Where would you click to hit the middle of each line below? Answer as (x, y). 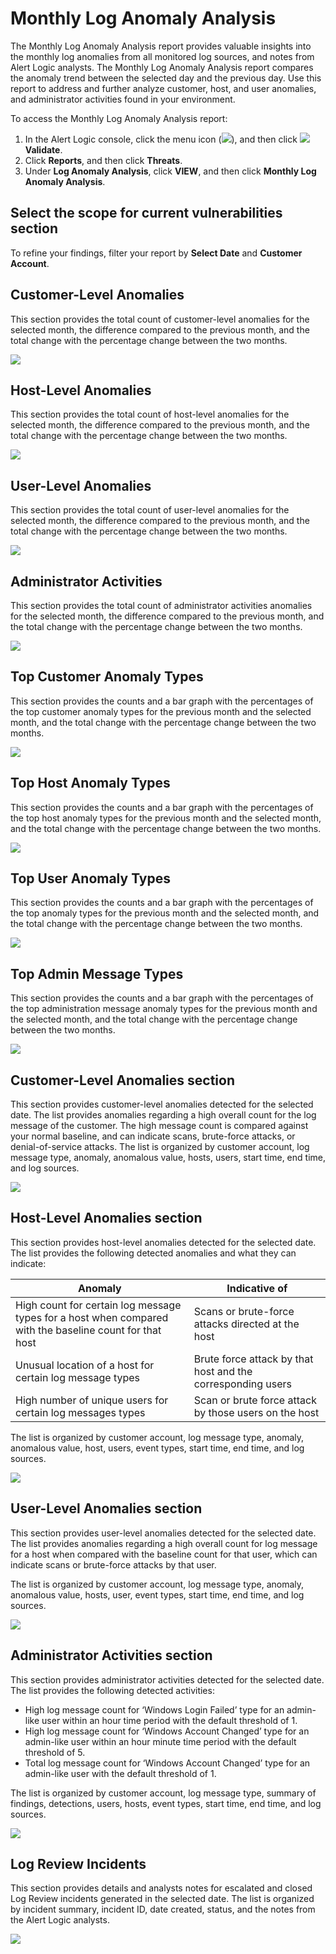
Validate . (43, 149)
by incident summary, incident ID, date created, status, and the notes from (163, 1909)
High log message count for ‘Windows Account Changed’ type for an (167, 1731)
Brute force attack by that (253, 1359)
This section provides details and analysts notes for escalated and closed (161, 1888)
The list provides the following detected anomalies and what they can (153, 1253)
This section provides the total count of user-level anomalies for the (150, 510)
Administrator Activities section (111, 1655)
